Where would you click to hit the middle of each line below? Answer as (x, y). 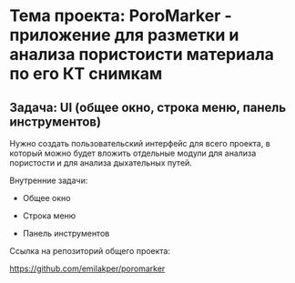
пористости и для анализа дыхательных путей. (101, 163)
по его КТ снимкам (86, 74)
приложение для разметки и (124, 35)
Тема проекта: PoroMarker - (121, 16)
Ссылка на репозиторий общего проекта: (90, 251)
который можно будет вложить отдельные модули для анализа (133, 153)
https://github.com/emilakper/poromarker (87, 268)
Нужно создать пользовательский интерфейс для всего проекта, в (140, 143)
